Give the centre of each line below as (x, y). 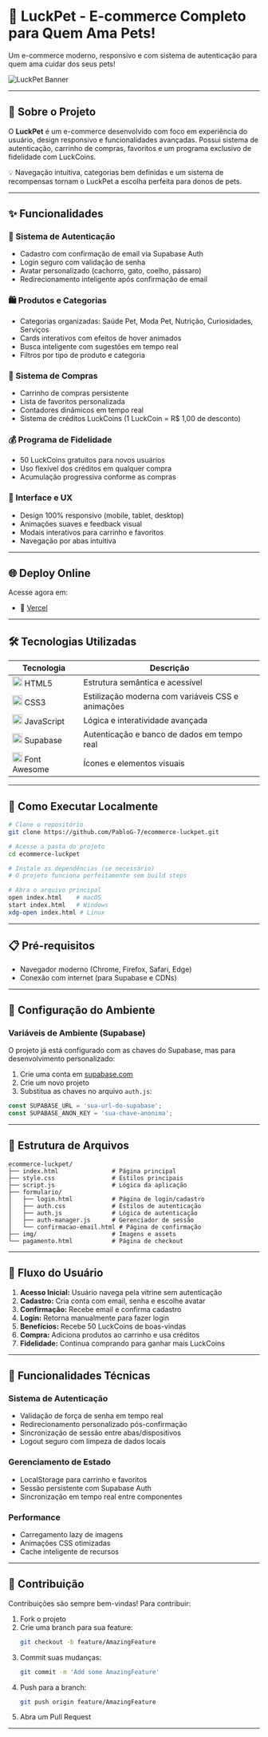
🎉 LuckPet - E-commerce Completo (127, 16)
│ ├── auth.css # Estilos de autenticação (105, 1206)
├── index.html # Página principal (93, 1171)
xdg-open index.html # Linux (57, 912)
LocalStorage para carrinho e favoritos (83, 1479)
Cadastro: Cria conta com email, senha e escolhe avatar (112, 1301)
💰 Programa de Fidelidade (60, 439)
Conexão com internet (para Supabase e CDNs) (98, 977)
